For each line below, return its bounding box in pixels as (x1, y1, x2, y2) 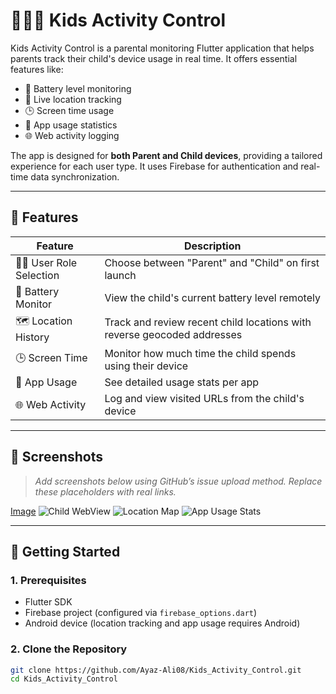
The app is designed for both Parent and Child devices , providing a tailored (10, 149, 323, 161)
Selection (15, 268, 60, 282)
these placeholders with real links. (34, 485, 177, 498)
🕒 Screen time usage (24, 104, 115, 116)
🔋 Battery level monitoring (24, 82, 132, 94)
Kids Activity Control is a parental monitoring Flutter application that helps (10, 42, 315, 54)
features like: (10, 63, 64, 75)
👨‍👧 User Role (15, 255, 78, 269)
